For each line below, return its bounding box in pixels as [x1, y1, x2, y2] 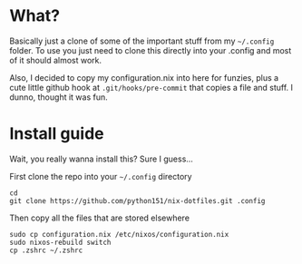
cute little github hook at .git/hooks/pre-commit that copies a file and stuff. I [9, 82, 293, 93]
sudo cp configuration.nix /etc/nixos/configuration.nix [9, 230, 229, 239]
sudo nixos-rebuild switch [9, 238, 112, 247]
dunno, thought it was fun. [9, 92, 108, 103]
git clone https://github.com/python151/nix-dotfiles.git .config [9, 196, 266, 205]
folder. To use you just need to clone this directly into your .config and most [9, 44, 292, 55]
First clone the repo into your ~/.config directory [9, 171, 192, 181]
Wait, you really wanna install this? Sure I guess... [9, 153, 193, 164]
